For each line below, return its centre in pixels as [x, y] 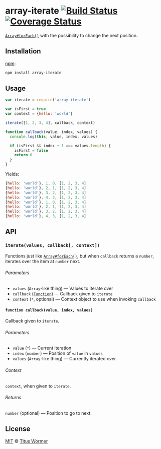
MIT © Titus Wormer [27, 441]
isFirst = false [31, 150]
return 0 [23, 155]
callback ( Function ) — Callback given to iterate [62, 294]
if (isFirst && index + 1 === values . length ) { [60, 146]
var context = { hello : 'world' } [39, 114]
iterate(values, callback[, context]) [53, 245]
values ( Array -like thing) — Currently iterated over [64, 359]
